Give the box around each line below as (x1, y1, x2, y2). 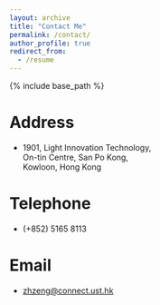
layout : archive (9, 13, 71, 23)
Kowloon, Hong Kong (22, 161, 102, 172)
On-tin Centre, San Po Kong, (22, 152, 129, 162)
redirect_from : (9, 47, 67, 56)
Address (9, 113, 75, 133)
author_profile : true (9, 38, 91, 48)
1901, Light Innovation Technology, (22, 142, 152, 152)
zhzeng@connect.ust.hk (22, 285, 114, 296)
